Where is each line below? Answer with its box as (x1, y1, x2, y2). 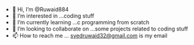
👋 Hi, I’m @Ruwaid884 (12, 6, 69, 13)
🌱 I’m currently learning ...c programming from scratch (12, 19, 150, 26)
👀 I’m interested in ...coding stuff (12, 12, 95, 19)
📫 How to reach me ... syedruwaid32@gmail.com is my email (12, 32, 168, 39)
